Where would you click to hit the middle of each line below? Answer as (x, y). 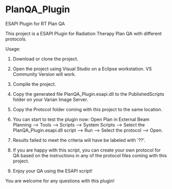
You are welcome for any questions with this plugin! (60, 181)
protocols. (16, 39)
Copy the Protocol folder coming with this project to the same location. (88, 109)
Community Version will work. (44, 74)
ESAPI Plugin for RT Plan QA (35, 24)
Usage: (13, 49)
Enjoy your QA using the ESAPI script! (52, 171)
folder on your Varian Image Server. (50, 99)
